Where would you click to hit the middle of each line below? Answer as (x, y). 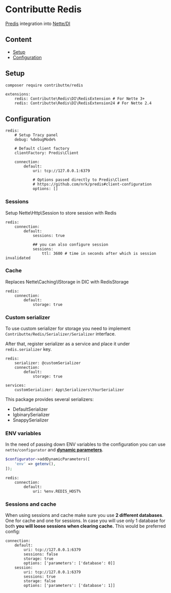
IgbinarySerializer (31, 415)
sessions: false (41, 554)
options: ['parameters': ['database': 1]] (69, 586)
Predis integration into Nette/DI (38, 23)
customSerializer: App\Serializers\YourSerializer (69, 390)
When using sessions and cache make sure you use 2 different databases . (84, 515)
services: (16, 386)
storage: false (40, 581)
